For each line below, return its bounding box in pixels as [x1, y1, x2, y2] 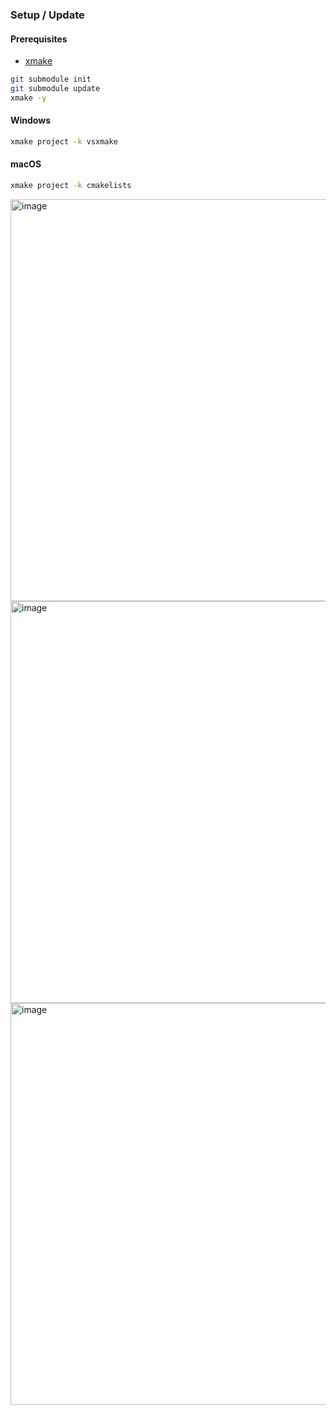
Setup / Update [10, 8, 85, 22]
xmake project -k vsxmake [10, 136, 118, 147]
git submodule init [10, 74, 92, 85]
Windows [10, 114, 51, 127]
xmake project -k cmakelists [10, 181, 132, 191]
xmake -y [10, 93, 47, 103]
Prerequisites [10, 33, 68, 45]
